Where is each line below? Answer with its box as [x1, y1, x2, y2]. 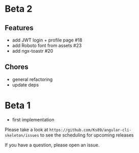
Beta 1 [5, 100, 31, 111]
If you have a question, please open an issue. [5, 142, 100, 148]
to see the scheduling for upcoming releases [40, 132, 134, 138]
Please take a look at [5, 126, 49, 133]
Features [5, 24, 34, 32]
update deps [12, 81, 39, 88]
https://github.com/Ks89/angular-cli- [49, 127, 132, 133]
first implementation [12, 116, 54, 123]
